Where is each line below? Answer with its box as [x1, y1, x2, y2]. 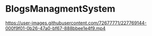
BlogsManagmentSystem [5, 3, 116, 15]
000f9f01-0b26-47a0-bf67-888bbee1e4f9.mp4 [5, 25, 106, 31]
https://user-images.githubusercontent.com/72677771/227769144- [5, 20, 147, 26]
